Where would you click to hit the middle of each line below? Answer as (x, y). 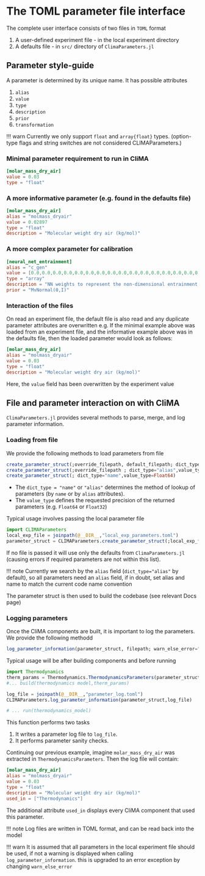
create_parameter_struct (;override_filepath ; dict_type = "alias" (91, 470)
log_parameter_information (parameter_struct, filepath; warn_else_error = (102, 649)
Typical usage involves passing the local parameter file (75, 519)
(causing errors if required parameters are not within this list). (84, 559)
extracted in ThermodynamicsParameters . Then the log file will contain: (92, 759)
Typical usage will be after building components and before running (91, 661)
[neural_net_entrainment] (39, 262)
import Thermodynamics (35, 672)
